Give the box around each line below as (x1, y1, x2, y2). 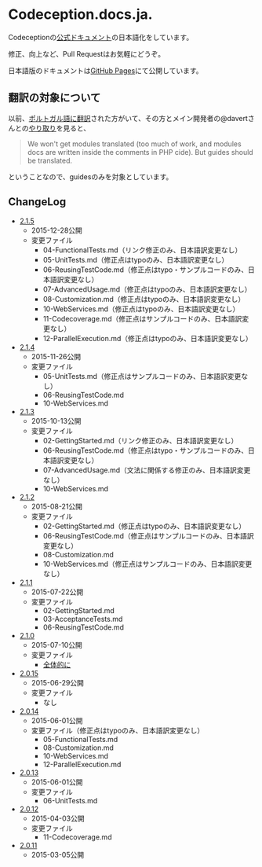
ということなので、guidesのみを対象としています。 (8, 171, 173, 182)
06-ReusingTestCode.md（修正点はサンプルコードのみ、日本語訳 (42, 531, 255, 540)
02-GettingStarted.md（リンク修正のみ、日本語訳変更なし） (42, 435, 238, 445)
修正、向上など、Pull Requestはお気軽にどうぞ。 (8, 49, 166, 58)
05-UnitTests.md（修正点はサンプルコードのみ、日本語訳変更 (42, 371, 242, 380)
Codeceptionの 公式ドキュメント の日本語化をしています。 (8, 32, 194, 42)
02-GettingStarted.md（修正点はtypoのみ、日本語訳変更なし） (42, 521, 246, 531)
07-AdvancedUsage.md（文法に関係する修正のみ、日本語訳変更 (42, 465, 251, 475)
